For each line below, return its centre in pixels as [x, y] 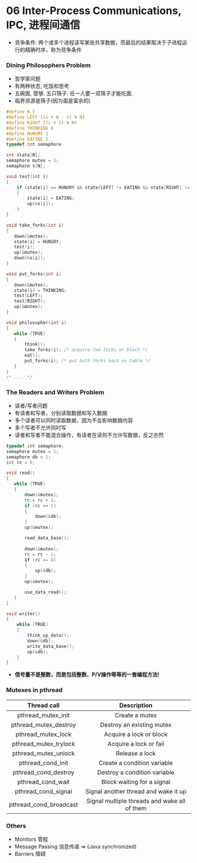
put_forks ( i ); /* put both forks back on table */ [87, 361]
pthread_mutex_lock [43, 734]
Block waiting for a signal [136, 782]
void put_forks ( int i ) [34, 274]
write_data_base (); [51, 646]
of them [136, 808]
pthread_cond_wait [43, 782]
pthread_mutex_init [44, 715]
